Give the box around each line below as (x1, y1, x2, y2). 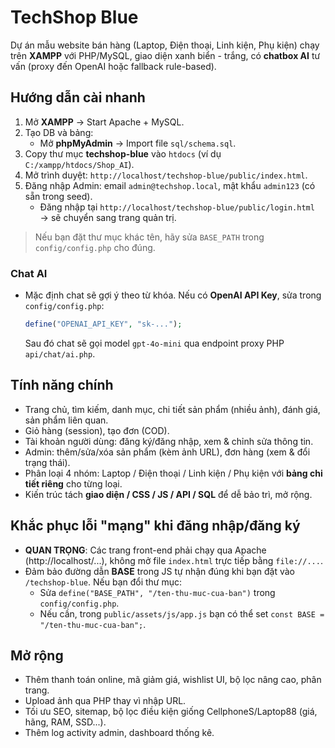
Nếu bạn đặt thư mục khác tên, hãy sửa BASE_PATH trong (34, 231, 265, 243)
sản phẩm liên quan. (24, 414, 109, 426)
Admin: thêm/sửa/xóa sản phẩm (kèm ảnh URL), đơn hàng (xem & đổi (24, 446, 311, 458)
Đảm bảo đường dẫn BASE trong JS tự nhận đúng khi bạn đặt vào (24, 565, 295, 577)
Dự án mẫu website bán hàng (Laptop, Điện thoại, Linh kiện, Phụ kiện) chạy (10, 39, 320, 51)
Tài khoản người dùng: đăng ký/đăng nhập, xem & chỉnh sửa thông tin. (24, 435, 314, 447)
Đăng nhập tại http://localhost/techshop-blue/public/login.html (39, 201, 315, 213)
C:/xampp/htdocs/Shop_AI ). (24, 158, 135, 170)
